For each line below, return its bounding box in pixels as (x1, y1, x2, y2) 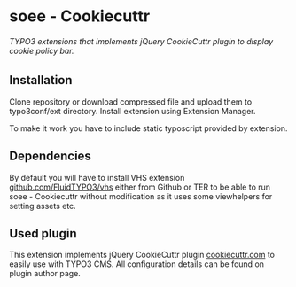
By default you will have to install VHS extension (9, 172, 185, 182)
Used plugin (9, 226, 77, 241)
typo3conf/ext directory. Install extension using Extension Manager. (9, 105, 256, 116)
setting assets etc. (9, 200, 77, 211)
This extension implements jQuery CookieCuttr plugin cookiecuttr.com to (9, 250, 276, 260)
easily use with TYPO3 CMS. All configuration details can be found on (9, 259, 264, 269)
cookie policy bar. (9, 45, 74, 56)
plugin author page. (9, 268, 82, 279)
